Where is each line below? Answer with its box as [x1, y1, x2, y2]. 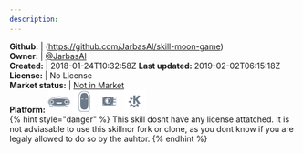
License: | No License [9, 69, 93, 81]
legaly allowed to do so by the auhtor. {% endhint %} [9, 133, 208, 144]
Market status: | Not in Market [9, 79, 125, 90]
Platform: [9, 104, 46, 115]
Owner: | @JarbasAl [9, 50, 87, 61]
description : [9, 15, 59, 24]
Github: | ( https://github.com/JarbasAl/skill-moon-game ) [9, 41, 224, 52]
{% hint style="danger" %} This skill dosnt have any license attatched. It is [9, 114, 290, 125]
